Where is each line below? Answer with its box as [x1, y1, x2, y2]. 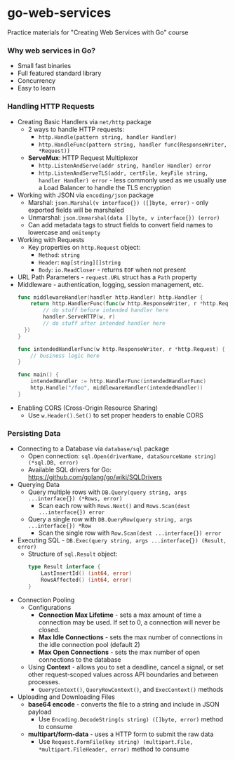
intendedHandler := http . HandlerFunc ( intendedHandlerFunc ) [30, 378, 207, 385]
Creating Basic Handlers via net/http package [17, 117, 152, 126]
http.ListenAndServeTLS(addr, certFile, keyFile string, [38, 170, 208, 177]
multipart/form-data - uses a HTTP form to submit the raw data [27, 730, 214, 738]
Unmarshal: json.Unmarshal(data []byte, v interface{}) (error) [27, 213, 220, 222]
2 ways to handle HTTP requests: [27, 125, 125, 133]
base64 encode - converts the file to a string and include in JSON [27, 700, 220, 708]
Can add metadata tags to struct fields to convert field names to [27, 220, 213, 229]
